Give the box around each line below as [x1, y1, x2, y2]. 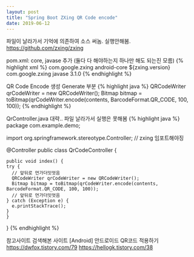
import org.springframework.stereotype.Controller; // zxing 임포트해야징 [6, 134, 184, 142]
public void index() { [6, 159, 64, 165]
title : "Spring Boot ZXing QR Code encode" [6, 15, 118, 21]
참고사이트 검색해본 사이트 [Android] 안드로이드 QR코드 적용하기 [6, 237, 159, 244]
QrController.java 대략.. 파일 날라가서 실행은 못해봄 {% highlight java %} [6, 115, 180, 122]
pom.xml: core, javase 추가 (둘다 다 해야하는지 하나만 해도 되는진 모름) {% [6, 57, 184, 64]
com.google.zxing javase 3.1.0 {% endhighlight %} [6, 70, 132, 78]
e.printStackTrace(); [12, 203, 67, 210]
